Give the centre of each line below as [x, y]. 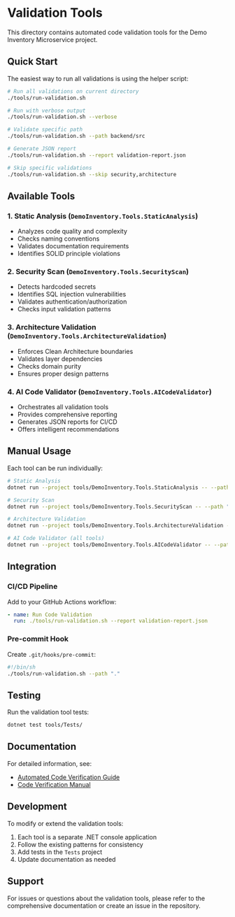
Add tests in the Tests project [60, 852]
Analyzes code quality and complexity [72, 232]
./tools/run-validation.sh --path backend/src [76, 136]
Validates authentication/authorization [72, 301]
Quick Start [33, 62]
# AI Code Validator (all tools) [56, 539]
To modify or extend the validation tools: [65, 823]
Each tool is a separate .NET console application [87, 837]
